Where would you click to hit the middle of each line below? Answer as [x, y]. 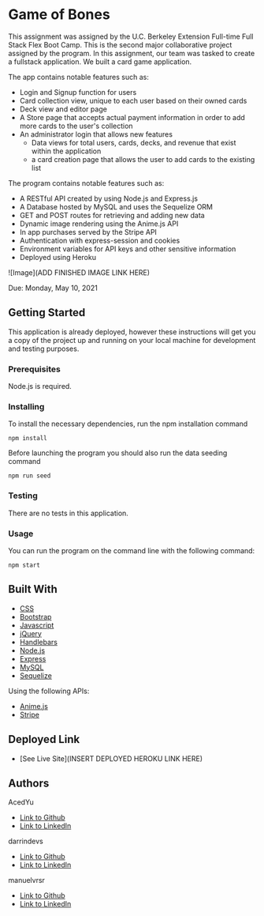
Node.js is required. [40, 386]
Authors [29, 783]
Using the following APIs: [49, 691]
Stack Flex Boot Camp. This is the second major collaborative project [120, 44]
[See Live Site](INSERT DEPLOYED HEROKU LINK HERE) [111, 758]
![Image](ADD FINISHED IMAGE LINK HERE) [79, 272]
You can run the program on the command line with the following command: [132, 550]
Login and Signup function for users [78, 92]
